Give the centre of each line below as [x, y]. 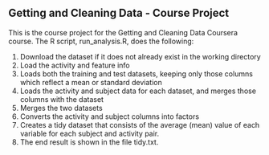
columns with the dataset [62, 99]
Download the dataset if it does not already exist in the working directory [140, 56]
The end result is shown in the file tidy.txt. [89, 142]
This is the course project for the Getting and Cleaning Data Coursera [123, 32]
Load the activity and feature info [75, 65]
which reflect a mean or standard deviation [91, 82]
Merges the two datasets [61, 108]
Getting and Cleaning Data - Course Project [119, 13]
